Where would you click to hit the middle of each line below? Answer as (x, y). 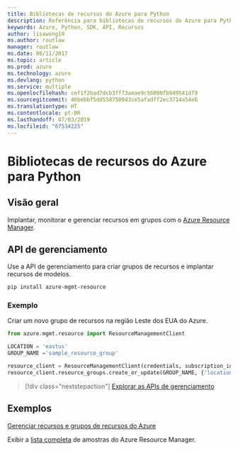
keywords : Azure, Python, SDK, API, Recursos (75, 27)
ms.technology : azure (39, 73)
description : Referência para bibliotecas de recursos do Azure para (112, 21)
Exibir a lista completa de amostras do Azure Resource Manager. (102, 439)
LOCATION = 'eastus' (38, 347)
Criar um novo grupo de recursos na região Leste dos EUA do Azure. (108, 321)
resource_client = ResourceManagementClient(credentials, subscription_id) (121, 366)
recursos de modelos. (39, 274)
